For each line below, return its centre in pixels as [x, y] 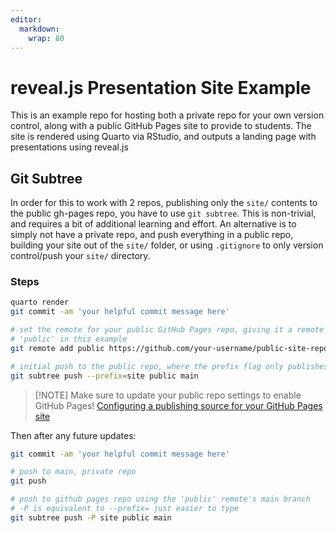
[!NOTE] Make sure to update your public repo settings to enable [168, 395]
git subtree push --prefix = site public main [104, 376]
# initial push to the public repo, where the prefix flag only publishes [169, 366]
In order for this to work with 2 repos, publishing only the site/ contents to [164, 203]
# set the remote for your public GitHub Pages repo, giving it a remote [167, 330]
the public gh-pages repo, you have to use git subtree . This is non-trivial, [163, 213]
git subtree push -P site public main [91, 517]
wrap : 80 [46, 38]
